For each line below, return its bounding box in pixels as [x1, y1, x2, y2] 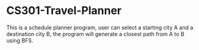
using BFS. [6, 37, 34, 44]
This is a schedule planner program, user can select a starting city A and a [6, 24, 194, 31]
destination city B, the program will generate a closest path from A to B [6, 30, 185, 37]
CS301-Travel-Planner [6, 4, 122, 18]
